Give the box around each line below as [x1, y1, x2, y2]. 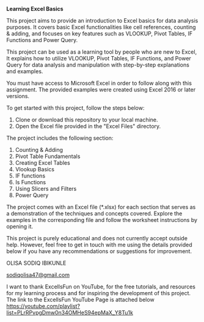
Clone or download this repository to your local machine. [15, 116, 158, 123]
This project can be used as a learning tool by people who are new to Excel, [6, 48, 197, 55]
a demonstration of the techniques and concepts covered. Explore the [6, 210, 183, 217]
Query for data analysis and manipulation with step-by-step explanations [6, 61, 189, 68]
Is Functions [15, 179, 46, 185]
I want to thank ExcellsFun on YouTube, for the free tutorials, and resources [6, 283, 195, 290]
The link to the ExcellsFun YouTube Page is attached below [6, 296, 155, 303]
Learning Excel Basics [6, 5, 64, 12]
